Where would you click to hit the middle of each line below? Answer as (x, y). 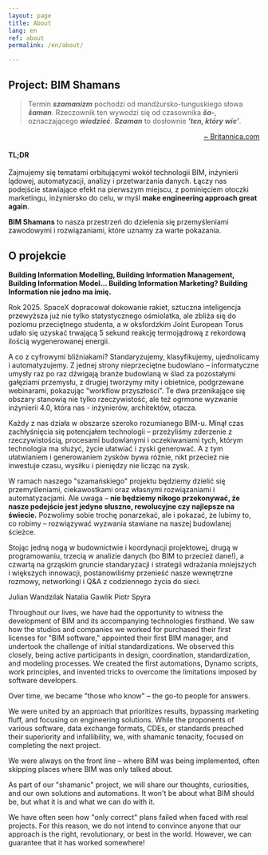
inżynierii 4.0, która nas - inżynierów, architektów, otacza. (103, 408)
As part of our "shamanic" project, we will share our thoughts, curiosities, (129, 785)
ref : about (26, 38)
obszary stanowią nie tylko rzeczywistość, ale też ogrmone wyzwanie (123, 399)
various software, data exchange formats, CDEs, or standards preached (126, 728)
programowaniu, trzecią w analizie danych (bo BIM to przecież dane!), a (126, 555)
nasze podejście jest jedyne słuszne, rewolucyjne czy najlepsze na (122, 506)
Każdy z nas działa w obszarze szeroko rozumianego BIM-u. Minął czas (126, 423)
